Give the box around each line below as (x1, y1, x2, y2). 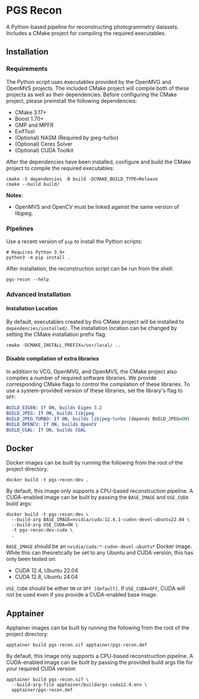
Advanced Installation (6, 290, 71, 298)
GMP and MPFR (14, 121, 54, 128)
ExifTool (14, 127, 35, 134)
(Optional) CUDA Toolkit (14, 146, 74, 153)
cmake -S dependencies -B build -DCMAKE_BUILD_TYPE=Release (6, 176, 159, 182)
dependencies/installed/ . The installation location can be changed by (6, 325, 177, 332)
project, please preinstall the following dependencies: (6, 97, 138, 104)
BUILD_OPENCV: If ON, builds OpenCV (6, 421, 97, 427)
